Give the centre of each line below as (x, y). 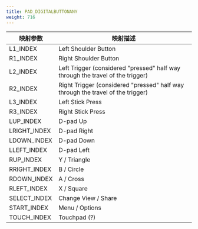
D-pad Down (77, 140)
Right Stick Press (82, 111)
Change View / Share (88, 198)
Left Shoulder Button (87, 49)
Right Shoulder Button (89, 58)
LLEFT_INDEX (28, 150)
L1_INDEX (23, 49)
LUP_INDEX (25, 121)
